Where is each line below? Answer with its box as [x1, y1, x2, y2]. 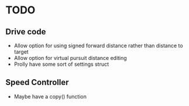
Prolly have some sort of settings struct [13, 61, 109, 68]
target [13, 48, 29, 55]
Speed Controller [5, 77, 69, 87]
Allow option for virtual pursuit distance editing [13, 55, 127, 61]
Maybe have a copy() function [13, 93, 87, 100]
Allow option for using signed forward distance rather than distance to [13, 42, 183, 49]
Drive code [5, 27, 46, 37]
